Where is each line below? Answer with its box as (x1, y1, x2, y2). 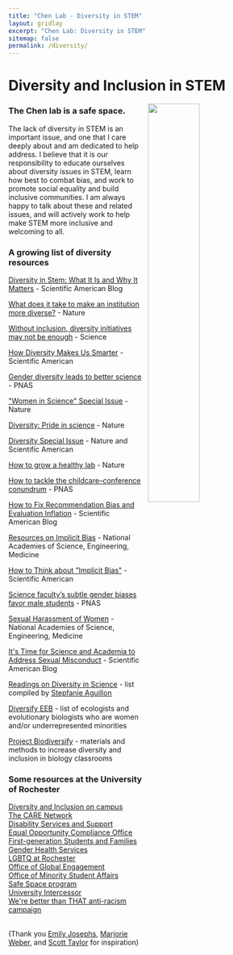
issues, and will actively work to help (8, 209, 131, 219)
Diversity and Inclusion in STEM (8, 77, 226, 95)
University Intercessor (8, 888, 82, 898)
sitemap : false (8, 34, 60, 43)
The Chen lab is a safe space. (8, 106, 127, 117)
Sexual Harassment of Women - (8, 614, 114, 623)
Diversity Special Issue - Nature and (8, 436, 128, 445)
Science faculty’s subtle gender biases (8, 590, 137, 599)
